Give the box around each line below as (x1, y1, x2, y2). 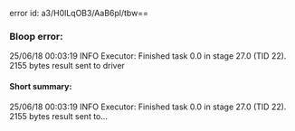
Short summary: (9, 80, 72, 91)
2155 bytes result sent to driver (9, 61, 125, 71)
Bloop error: (9, 30, 63, 42)
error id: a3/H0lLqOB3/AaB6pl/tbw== (9, 8, 149, 18)
